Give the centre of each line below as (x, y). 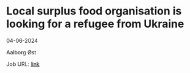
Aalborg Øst (21, 52)
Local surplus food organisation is (94, 11)
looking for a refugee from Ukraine (95, 24)
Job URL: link (23, 64)
